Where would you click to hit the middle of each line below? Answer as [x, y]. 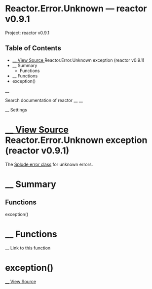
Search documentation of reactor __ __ [44, 100]
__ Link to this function [28, 248]
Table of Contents [33, 48]
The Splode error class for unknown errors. [49, 164]
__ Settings [16, 109]
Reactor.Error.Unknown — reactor [76, 9]
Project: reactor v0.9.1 [27, 33]
